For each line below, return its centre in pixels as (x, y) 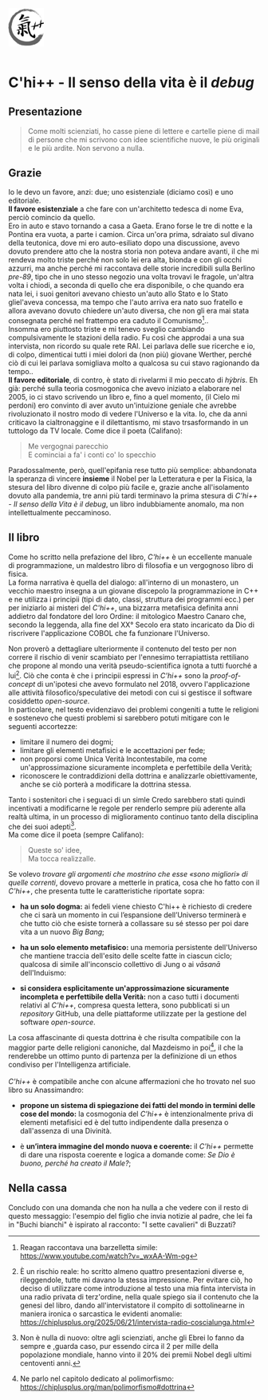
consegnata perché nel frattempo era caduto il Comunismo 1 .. (108, 320)
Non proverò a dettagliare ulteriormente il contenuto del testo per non (122, 649)
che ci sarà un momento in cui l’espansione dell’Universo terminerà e (133, 915)
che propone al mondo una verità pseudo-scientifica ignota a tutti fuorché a (133, 665)
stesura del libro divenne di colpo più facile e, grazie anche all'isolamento (129, 487)
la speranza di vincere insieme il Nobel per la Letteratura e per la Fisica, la (130, 479)
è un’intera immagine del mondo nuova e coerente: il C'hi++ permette (136, 1146)
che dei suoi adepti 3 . (43, 826)
